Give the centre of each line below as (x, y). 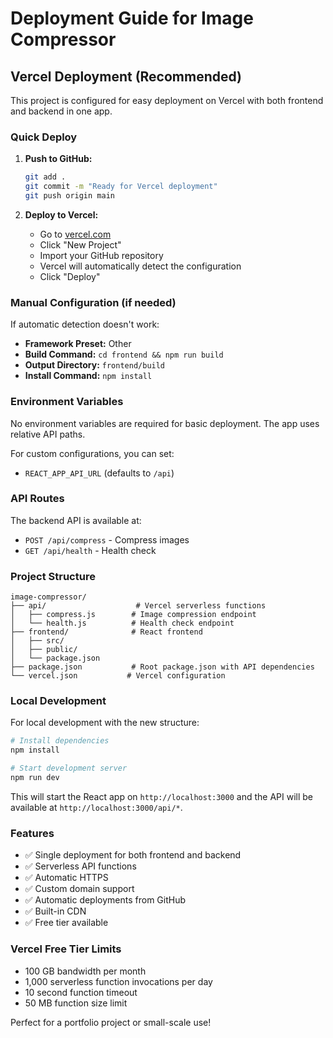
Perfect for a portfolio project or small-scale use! (111, 1022)
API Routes (37, 499)
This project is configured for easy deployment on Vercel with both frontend (167, 100)
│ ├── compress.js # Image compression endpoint (133, 615)
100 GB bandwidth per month (85, 971)
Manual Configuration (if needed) (93, 302)
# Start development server (69, 768)
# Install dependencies (60, 741)
